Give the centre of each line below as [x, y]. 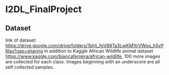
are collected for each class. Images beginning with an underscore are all [83, 62]
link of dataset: [21, 40]
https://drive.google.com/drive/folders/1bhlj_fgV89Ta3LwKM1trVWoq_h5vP [84, 46]
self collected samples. [30, 67]
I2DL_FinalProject [44, 9]
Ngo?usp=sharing [24, 51]
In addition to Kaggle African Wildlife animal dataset [99, 51]
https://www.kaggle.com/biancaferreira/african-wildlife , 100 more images [83, 56]
